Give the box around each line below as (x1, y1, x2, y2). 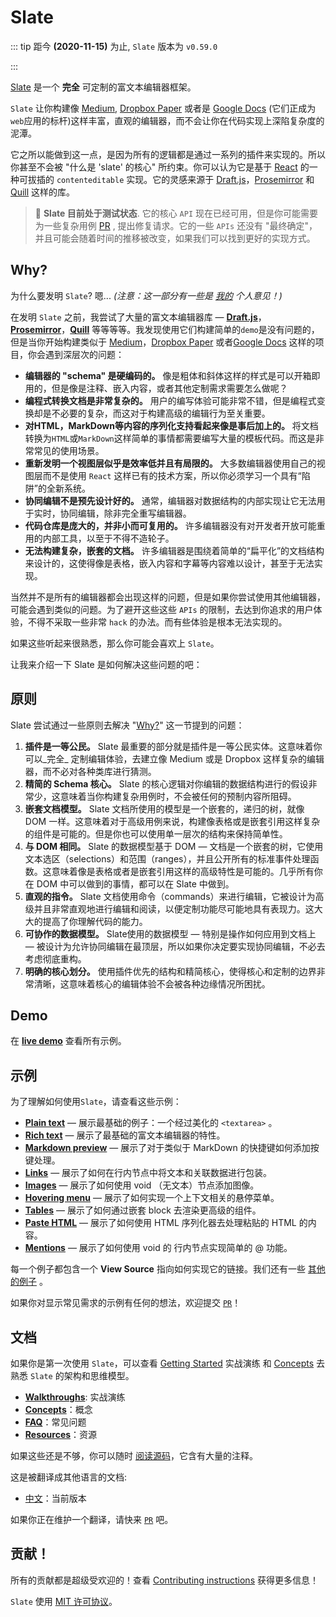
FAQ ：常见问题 (24, 1416, 87, 1428)
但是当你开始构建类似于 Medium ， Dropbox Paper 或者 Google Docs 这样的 (10, 336, 316, 348)
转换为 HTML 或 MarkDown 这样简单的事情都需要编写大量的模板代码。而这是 (24, 432, 316, 444)
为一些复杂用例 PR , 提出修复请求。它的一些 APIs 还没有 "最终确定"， (34, 219, 318, 231)
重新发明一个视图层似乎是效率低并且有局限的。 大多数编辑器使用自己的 (24, 457, 317, 469)
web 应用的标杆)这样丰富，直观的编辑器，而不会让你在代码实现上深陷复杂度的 (10, 114, 325, 126)
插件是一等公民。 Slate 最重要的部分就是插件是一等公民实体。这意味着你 (24, 740, 323, 752)
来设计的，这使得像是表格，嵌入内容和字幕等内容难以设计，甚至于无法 (24, 557, 315, 569)
